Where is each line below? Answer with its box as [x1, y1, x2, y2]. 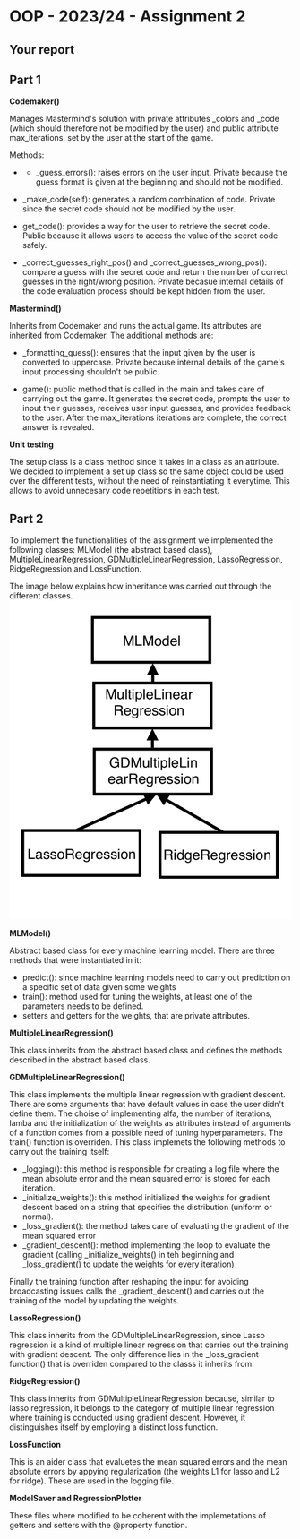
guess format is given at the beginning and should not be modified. [35, 176, 284, 187]
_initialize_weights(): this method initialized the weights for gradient [21, 1192, 270, 1203]
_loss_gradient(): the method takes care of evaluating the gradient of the [21, 1221, 289, 1232]
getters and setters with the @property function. [9, 1520, 188, 1531]
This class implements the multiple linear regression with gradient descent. [9, 1089, 287, 1100]
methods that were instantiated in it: [9, 955, 141, 966]
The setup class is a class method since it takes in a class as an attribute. [9, 457, 279, 468]
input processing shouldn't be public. [21, 366, 160, 377]
